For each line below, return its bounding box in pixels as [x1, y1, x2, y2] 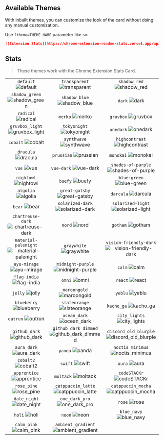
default [17, 78, 35, 84]
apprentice [14, 370, 39, 376]
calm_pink [15, 421, 38, 427]
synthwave [63, 136, 87, 142]
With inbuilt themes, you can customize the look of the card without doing [5, 17, 154, 23]
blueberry [15, 300, 38, 305]
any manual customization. [5, 22, 60, 28]
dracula [17, 149, 35, 155]
